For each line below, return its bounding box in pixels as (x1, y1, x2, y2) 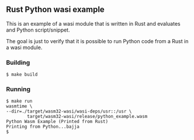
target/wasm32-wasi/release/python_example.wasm (27, 114, 148, 120)
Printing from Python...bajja (6, 124, 80, 130)
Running (6, 85, 31, 93)
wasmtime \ (6, 103, 33, 110)
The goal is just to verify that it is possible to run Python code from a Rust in (6, 37, 189, 44)
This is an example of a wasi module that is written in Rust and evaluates (6, 20, 181, 27)
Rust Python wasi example (6, 5, 105, 15)
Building (6, 58, 30, 66)
